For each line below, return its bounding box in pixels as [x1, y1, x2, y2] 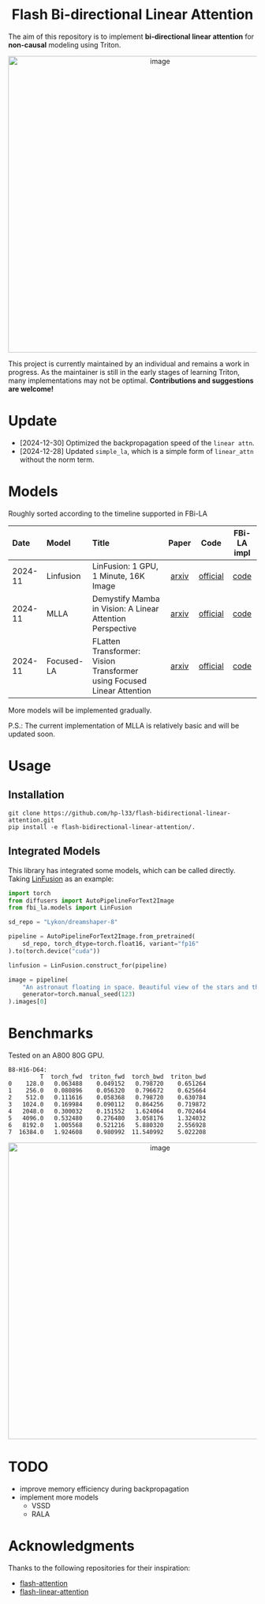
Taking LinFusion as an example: [8, 874, 114, 883]
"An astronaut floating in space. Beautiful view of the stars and [22, 983, 248, 991]
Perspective [91, 622, 136, 634]
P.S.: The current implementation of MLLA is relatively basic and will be [8, 721, 240, 730]
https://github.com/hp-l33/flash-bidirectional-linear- [43, 809, 231, 817]
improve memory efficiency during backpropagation [19, 1485, 189, 1493]
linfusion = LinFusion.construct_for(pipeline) [8, 961, 168, 970]
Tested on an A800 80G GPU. [8, 1050, 105, 1061]
